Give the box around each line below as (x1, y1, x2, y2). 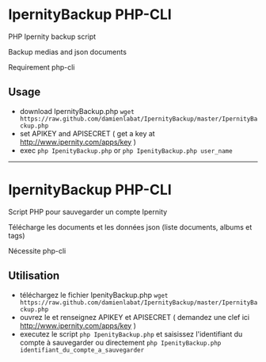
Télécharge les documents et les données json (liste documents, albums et (8, 222, 253, 231)
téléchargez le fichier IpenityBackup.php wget (19, 290, 169, 299)
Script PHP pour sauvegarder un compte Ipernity (8, 207, 168, 216)
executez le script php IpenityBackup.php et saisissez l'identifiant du (19, 329, 243, 338)
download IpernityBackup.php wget (19, 106, 135, 116)
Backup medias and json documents (8, 47, 127, 56)
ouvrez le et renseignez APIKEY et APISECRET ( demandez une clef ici (19, 312, 250, 322)
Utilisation (8, 269, 60, 283)
